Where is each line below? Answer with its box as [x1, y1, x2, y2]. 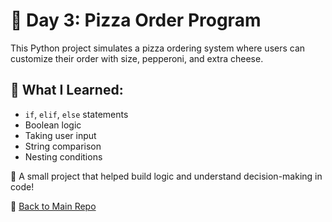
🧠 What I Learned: [10, 82, 124, 99]
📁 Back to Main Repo [10, 200, 97, 212]
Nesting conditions [24, 150, 103, 163]
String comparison [24, 140, 102, 152]
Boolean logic [24, 119, 82, 131]
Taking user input [24, 129, 97, 141]
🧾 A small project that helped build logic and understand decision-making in [10, 170, 323, 182]
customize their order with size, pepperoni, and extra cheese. [10, 52, 264, 64]
